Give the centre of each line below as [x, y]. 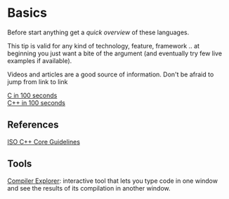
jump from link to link [38, 81]
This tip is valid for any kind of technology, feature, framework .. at [104, 46]
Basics [27, 13]
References [33, 125]
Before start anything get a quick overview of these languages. [98, 32]
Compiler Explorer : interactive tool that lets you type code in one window [112, 181]
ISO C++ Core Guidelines [44, 142]
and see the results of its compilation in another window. [89, 188]
